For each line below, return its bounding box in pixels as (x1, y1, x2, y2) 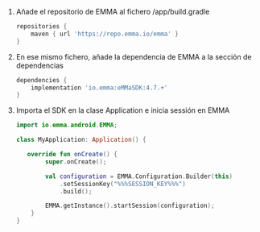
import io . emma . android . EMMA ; (15, 121, 118, 130)
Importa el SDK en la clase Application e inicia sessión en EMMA (15, 106, 230, 115)
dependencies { (15, 76, 68, 84)
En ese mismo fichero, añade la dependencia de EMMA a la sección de (15, 52, 252, 61)
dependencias (15, 60, 64, 70)
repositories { (15, 23, 68, 31)
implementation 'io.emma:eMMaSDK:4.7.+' (31, 84, 168, 92)
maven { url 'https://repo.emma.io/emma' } (31, 30, 179, 38)
